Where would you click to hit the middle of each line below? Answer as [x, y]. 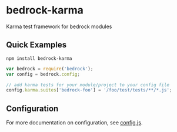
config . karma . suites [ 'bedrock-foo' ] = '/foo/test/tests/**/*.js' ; [89, 90]
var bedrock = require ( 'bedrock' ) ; [50, 69]
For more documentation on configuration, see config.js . [74, 123]
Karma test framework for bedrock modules [59, 26]
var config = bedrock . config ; [43, 74]
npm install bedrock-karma [39, 58]
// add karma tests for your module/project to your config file [88, 85]
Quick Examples [36, 45]
